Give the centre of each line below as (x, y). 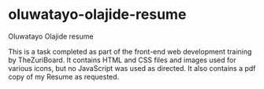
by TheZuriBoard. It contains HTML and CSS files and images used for (122, 60)
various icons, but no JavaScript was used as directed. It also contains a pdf (132, 68)
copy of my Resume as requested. (64, 76)
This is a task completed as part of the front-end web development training (130, 51)
